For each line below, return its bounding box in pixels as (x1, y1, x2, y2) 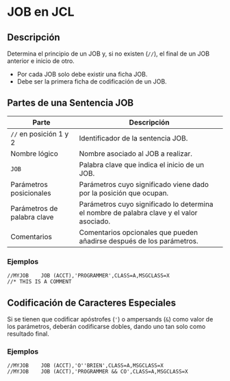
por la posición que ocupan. (79, 188, 169, 197)
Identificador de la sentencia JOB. (79, 133, 188, 143)
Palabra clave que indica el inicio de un (79, 160, 204, 169)
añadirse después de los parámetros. (79, 236, 199, 245)
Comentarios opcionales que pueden (79, 228, 199, 237)
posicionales (10, 188, 51, 197)
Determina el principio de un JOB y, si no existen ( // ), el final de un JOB (7, 49, 210, 58)
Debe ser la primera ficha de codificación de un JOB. (16, 77, 167, 86)
